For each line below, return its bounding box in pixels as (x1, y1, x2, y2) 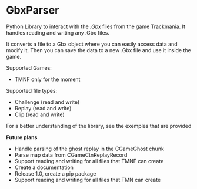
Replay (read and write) (14, 104, 72, 112)
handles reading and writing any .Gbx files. (6, 29, 110, 36)
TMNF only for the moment (14, 76, 81, 83)
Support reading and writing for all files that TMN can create (14, 176, 161, 183)
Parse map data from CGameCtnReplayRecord (14, 151, 128, 158)
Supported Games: (6, 64, 52, 71)
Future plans (6, 133, 38, 141)
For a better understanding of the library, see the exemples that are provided (6, 122, 192, 129)
